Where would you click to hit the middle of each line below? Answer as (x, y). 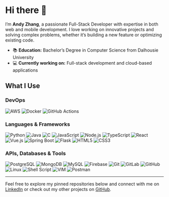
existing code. (20, 40)
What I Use (23, 86)
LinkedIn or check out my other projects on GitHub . (58, 189)
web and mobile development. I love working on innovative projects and (80, 29)
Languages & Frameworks (38, 124)
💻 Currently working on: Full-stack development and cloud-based (82, 63)
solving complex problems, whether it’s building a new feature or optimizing (83, 35)
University (23, 57)
